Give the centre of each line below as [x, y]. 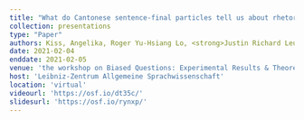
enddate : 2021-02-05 [48, 60]
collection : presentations [60, 26]
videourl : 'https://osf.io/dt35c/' [76, 93]
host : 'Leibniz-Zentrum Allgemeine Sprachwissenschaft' [117, 77]
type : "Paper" [36, 34]
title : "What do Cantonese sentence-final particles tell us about [139, 18]
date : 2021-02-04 [42, 51]
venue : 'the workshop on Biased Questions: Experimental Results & [139, 69]
